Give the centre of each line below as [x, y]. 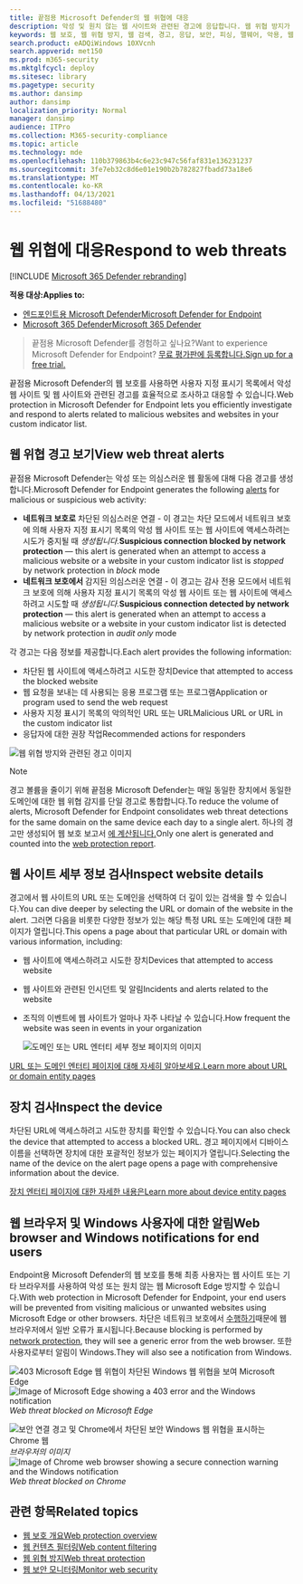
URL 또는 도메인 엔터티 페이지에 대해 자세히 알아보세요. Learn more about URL [148, 1066]
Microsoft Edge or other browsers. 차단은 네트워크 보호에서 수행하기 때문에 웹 [148, 1319]
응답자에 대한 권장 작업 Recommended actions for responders [134, 733]
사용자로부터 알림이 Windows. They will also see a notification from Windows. [151, 1352]
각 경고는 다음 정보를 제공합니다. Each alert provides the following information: [151, 652]
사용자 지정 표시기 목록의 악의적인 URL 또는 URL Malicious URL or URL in [152, 712]
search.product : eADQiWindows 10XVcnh [82, 43]
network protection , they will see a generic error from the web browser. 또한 [151, 1341]
